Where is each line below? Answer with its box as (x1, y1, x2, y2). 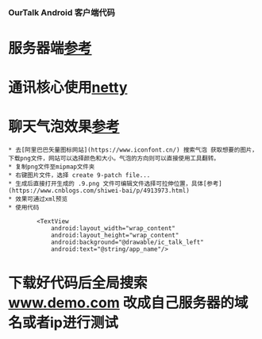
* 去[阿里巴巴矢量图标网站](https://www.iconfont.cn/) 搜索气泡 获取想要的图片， (8, 146, 258, 154)
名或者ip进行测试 (8, 314, 119, 332)
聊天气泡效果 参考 (8, 117, 121, 136)
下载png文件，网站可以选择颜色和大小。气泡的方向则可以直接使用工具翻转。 (8, 155, 220, 163)
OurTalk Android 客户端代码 (8, 6, 115, 17)
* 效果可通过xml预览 (8, 195, 68, 203)
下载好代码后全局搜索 (8, 274, 148, 292)
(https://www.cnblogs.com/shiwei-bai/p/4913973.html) (8, 187, 191, 195)
